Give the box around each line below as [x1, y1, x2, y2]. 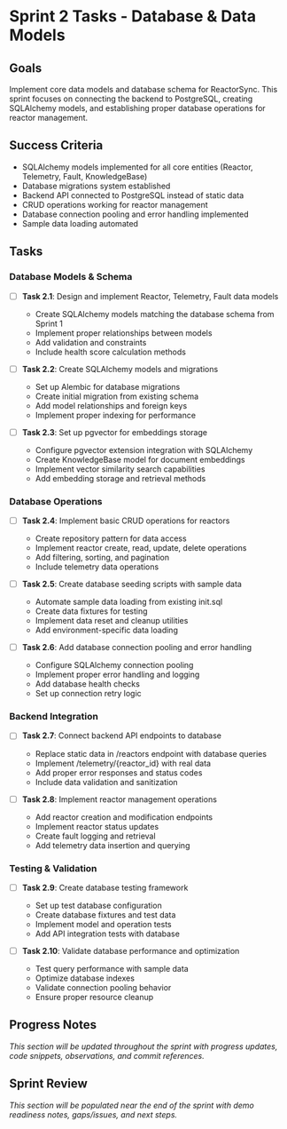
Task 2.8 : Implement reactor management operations [21, 793, 217, 805]
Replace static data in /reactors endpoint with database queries [35, 748, 268, 759]
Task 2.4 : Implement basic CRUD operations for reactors [21, 515, 230, 526]
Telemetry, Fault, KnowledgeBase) [21, 171, 148, 181]
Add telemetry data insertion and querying [35, 839, 190, 850]
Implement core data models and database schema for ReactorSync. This [9, 84, 278, 94]
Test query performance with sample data [35, 964, 189, 974]
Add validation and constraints [35, 337, 147, 347]
